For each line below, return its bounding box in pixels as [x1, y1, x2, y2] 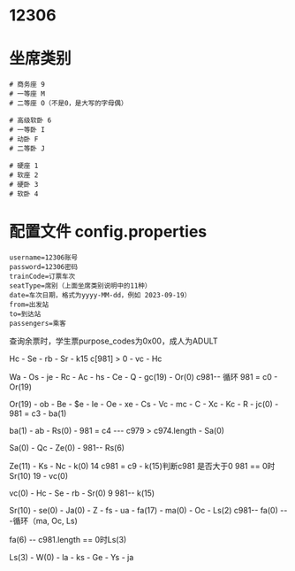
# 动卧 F [9, 135, 39, 144]
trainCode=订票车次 [9, 272, 76, 282]
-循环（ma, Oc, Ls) [9, 515, 78, 527]
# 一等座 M [9, 89, 46, 98]
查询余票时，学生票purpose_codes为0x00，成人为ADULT [9, 336, 218, 346]
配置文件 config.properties [9, 222, 208, 242]
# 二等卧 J [9, 144, 46, 153]
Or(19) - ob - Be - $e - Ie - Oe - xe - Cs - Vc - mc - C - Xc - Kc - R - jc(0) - [9, 399, 279, 410]
